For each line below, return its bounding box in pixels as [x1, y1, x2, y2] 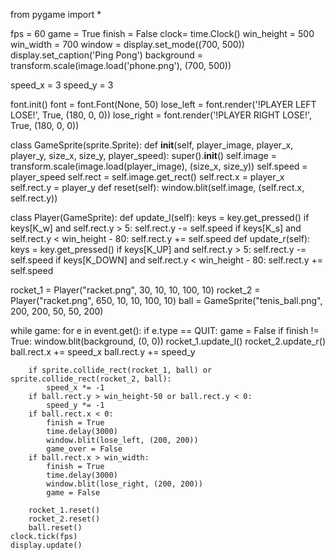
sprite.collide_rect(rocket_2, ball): [10, 374, 172, 384]
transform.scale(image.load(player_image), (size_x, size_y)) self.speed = [10, 160, 308, 172]
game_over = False [46, 444, 123, 454]
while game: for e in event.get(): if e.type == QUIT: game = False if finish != [10, 325, 320, 336]
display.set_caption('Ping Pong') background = [10, 49, 204, 61]
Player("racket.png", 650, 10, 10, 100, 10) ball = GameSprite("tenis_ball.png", [10, 295, 323, 306]
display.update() [10, 540, 83, 550]
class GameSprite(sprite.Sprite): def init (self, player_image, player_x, [10, 139, 294, 151]
